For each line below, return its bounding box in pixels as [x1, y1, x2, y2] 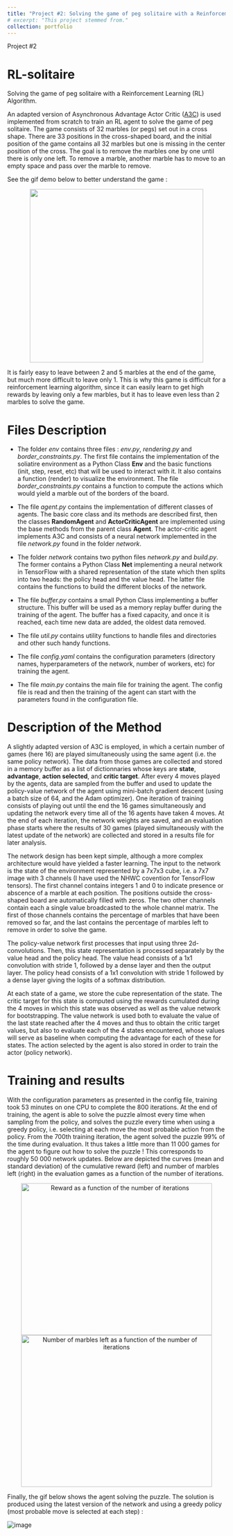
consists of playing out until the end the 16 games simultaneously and [7, 802, 207, 810]
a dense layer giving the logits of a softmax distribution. [7, 976, 166, 984]
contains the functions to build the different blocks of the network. [17, 582, 207, 591]
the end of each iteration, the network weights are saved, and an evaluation [7, 816, 223, 825]
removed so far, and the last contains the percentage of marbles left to [7, 918, 209, 927]
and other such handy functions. [17, 639, 111, 648]
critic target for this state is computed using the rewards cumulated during [7, 997, 220, 1005]
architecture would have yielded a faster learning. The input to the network [7, 859, 221, 868]
